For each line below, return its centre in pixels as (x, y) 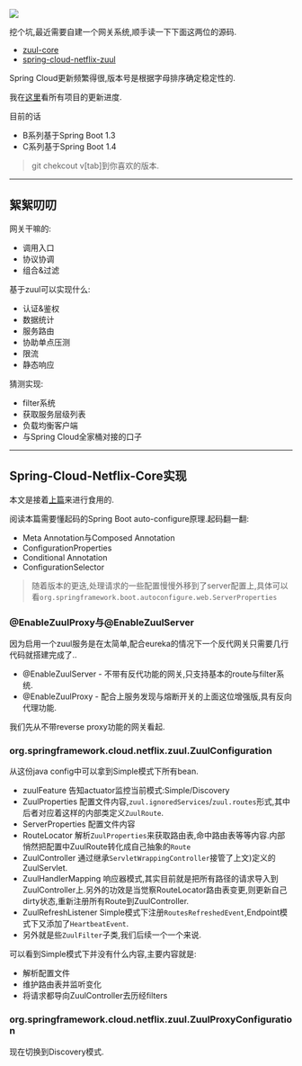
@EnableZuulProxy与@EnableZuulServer (102, 623)
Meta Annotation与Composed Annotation (98, 537)
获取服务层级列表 (54, 414)
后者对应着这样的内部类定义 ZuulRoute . (93, 813)
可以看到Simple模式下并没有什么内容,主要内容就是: (103, 954)
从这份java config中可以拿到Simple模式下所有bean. (104, 771)
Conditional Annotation (65, 557)
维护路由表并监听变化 (62, 984)
